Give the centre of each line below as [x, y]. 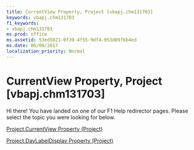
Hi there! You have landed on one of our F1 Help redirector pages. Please [97, 111]
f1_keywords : [23, 23]
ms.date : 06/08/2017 [32, 46]
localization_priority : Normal [46, 51]
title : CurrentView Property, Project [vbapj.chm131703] [80, 12]
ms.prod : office [27, 34]
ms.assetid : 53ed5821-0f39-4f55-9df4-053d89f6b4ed [72, 40]
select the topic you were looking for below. [61, 117]
